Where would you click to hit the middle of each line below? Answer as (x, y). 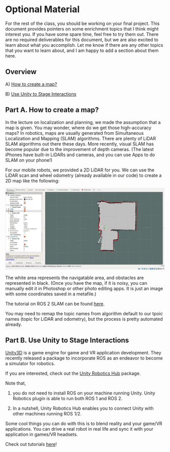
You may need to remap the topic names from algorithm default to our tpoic (84, 313)
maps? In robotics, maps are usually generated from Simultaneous (75, 133)
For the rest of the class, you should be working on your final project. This (82, 23)
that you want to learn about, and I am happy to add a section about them (82, 50)
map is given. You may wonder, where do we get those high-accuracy (78, 128)
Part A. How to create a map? (52, 110)
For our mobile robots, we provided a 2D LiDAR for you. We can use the (80, 170)
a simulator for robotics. (30, 363)
